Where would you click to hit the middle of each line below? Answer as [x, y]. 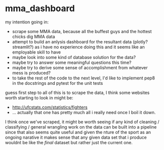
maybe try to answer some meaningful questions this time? [72, 62]
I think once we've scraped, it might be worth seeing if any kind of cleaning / [82, 122]
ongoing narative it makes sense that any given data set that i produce [76, 137]
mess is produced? [31, 73]
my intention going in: [27, 22]
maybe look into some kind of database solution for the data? [74, 57]
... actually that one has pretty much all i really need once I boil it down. [84, 112]
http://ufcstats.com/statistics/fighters [50, 107]
